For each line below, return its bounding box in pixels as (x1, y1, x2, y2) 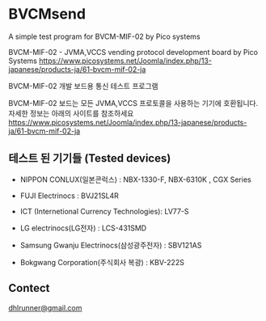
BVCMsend (8, 5, 87, 23)
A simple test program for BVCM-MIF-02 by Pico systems (8, 32, 201, 41)
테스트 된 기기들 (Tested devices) (8, 151, 171, 166)
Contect (8, 281, 50, 295)
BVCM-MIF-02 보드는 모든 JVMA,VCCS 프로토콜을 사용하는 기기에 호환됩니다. (8, 98, 259, 108)
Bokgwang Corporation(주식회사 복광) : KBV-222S (19, 257, 184, 267)
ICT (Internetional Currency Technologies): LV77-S (19, 206, 189, 216)
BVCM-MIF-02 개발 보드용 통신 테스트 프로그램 (8, 81, 159, 91)
